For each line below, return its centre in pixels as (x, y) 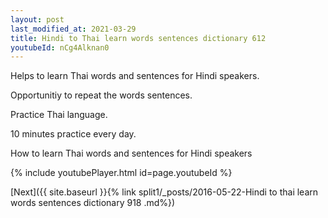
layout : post (37, 19)
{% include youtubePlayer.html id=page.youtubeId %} (121, 173)
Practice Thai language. (59, 115)
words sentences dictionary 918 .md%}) (93, 203)
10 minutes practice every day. (73, 134)
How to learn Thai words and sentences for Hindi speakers (131, 153)
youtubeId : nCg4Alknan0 (60, 47)
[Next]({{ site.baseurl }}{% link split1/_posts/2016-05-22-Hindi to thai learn (164, 192)
